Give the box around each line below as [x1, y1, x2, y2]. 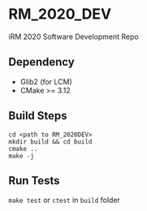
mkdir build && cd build [8, 137, 93, 146]
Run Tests [8, 174, 60, 187]
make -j [8, 152, 35, 160]
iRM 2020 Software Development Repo [8, 32, 140, 41]
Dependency [8, 55, 75, 69]
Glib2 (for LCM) [19, 76, 73, 86]
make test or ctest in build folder [8, 196, 120, 205]
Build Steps [8, 109, 67, 123]
